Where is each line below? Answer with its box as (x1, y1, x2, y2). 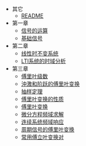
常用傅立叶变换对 (21, 133, 64, 141)
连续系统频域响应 (21, 118, 64, 125)
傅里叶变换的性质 (21, 96, 64, 102)
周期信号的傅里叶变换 (21, 126, 74, 133)
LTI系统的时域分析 (21, 57, 66, 64)
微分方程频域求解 (21, 111, 64, 117)
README (21, 12, 44, 19)
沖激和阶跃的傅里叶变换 (21, 80, 80, 87)
